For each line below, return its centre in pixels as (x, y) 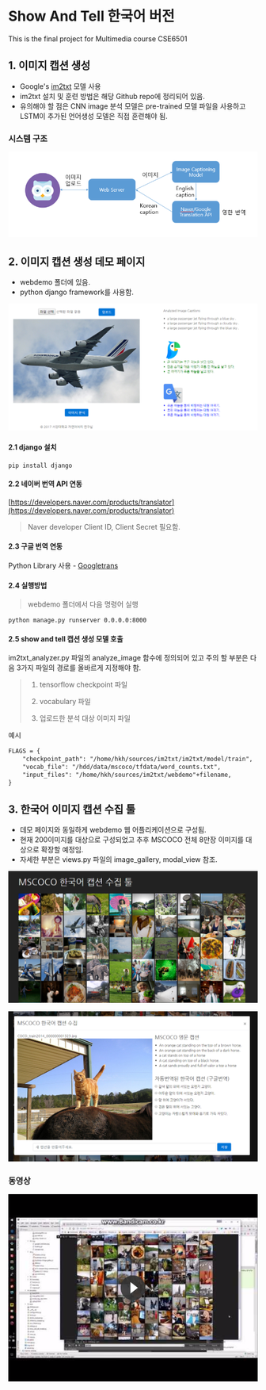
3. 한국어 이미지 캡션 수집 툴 (72, 809)
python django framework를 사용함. (77, 292)
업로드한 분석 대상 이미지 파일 (85, 718)
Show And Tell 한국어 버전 (92, 16)
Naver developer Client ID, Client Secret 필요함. (104, 527)
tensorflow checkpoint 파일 (84, 685)
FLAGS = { (25, 751)
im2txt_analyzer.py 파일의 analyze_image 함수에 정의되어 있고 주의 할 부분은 (128, 658)
